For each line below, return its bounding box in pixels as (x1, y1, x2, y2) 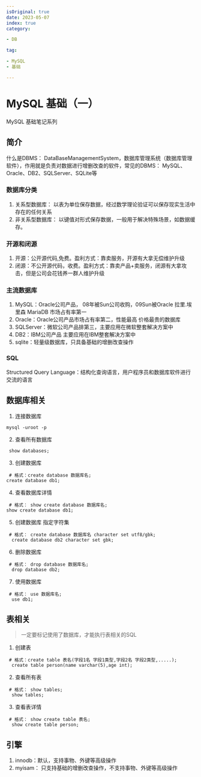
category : (6, 25, 31, 32)
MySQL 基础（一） (6, 97, 99, 110)
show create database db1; (6, 507, 74, 513)
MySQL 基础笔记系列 (6, 118, 58, 125)
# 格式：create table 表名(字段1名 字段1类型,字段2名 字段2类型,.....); (8, 657, 178, 663)
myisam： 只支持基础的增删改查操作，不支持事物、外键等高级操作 (14, 764, 178, 772)
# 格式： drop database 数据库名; (8, 561, 89, 568)
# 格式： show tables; (8, 687, 63, 693)
